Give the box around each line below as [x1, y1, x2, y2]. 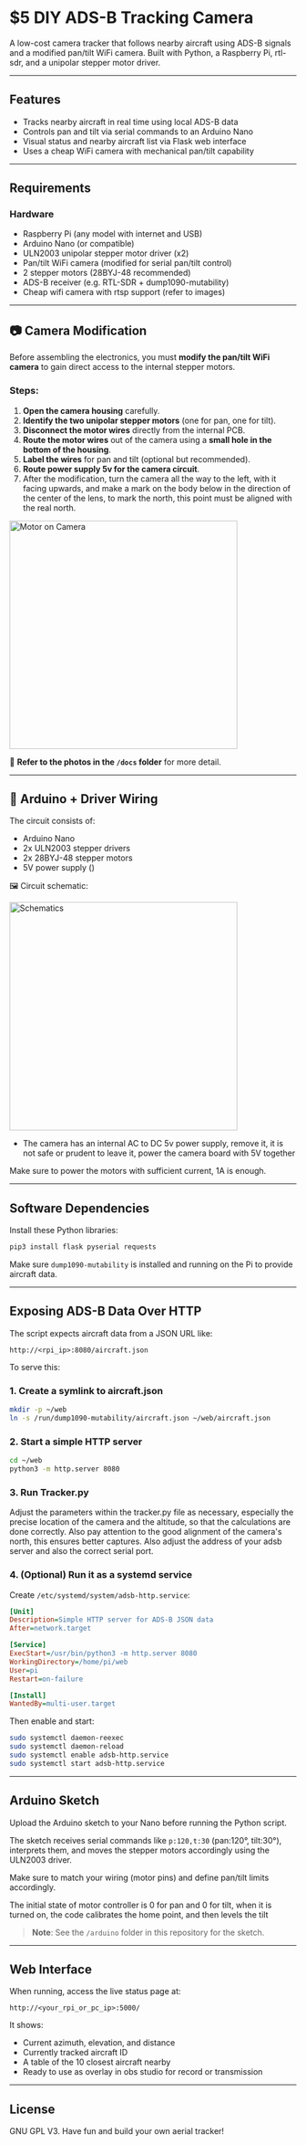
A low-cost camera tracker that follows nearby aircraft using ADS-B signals [9, 37, 291, 48]
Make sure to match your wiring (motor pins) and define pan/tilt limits [9, 1872, 270, 1883]
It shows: [9, 2020, 44, 2031]
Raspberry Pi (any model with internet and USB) [22, 228, 203, 239]
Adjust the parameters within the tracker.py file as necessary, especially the [9, 1506, 294, 1518]
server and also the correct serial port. [9, 1546, 154, 1557]
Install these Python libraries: [9, 1225, 118, 1236]
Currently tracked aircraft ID [22, 2047, 128, 2058]
